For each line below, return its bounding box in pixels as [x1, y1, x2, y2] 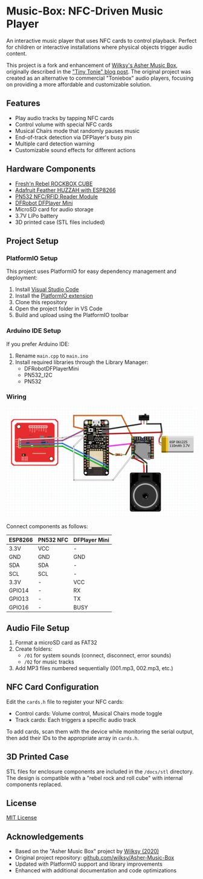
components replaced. [6, 781, 62, 788]
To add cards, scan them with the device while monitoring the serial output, [6, 727, 195, 735]
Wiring [6, 392, 27, 401]
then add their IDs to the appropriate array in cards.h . [6, 734, 139, 741]
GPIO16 [8, 604, 29, 611]
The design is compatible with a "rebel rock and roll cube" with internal [6, 774, 183, 781]
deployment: [6, 274, 37, 281]
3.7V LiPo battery [14, 212, 59, 219]
